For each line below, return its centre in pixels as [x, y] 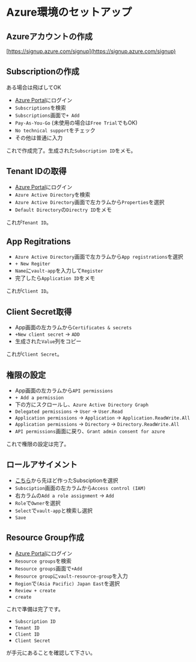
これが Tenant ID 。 [29, 222]
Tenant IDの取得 [36, 171]
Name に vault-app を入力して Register [59, 271]
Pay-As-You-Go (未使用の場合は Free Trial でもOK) [76, 122]
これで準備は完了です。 [35, 609]
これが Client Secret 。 [35, 354]
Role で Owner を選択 [38, 503]
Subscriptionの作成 [43, 72]
